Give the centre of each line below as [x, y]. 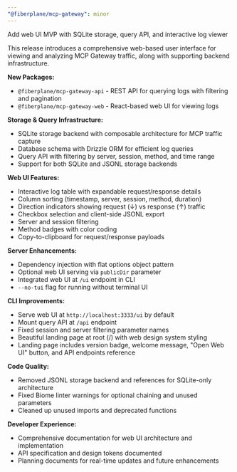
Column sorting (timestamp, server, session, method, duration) [110, 199]
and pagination [39, 98]
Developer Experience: [42, 424]
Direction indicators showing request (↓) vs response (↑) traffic [111, 206]
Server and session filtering [58, 221]
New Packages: [31, 77]
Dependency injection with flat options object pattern [96, 264]
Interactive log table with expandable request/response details [109, 191]
